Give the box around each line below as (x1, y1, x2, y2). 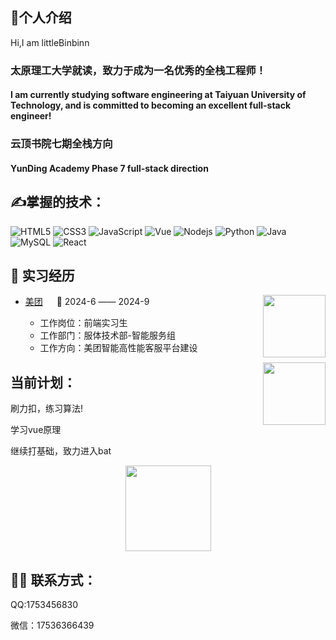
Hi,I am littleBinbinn (10, 36, 90, 48)
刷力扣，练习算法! (10, 403, 84, 415)
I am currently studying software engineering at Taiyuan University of (10, 89, 307, 101)
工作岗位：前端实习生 (39, 317, 128, 329)
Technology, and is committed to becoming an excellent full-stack (10, 99, 292, 112)
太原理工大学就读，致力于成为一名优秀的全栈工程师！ (10, 63, 267, 77)
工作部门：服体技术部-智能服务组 (39, 329, 177, 342)
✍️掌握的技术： (10, 194, 106, 211)
